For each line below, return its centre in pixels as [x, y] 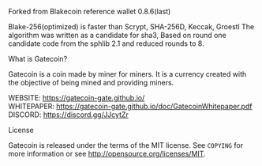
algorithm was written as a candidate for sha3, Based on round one [117, 35]
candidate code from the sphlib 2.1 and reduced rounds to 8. [106, 43]
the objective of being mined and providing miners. [91, 83]
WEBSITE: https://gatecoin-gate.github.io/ [77, 98]
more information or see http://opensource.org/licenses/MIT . [107, 154]
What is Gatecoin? [38, 59]
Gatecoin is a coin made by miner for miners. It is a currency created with [127, 74]
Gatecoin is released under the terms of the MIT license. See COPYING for [125, 145]
